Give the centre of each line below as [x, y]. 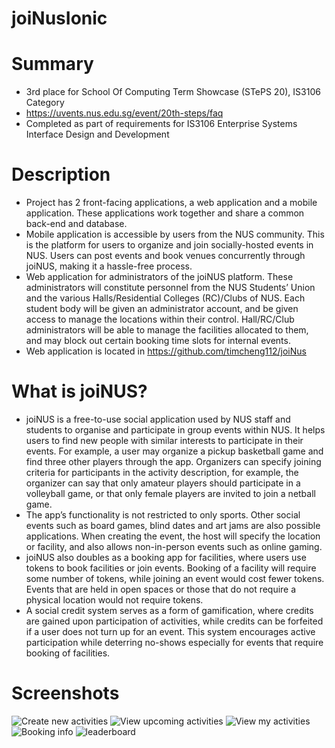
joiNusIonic [59, 18]
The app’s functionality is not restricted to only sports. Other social [163, 515]
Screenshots [65, 693]
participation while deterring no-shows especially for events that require [174, 642]
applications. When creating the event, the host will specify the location [173, 536]
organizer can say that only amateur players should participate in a [163, 483]
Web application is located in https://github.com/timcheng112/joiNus [166, 351]
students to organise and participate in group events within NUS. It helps [175, 430]
